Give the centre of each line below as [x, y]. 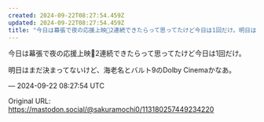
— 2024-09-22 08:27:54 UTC [56, 86]
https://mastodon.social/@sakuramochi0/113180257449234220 [111, 109]
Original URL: [29, 101]
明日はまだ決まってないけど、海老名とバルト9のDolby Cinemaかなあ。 [122, 70]
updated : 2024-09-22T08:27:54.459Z [66, 23]
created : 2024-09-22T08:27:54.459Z [66, 15]
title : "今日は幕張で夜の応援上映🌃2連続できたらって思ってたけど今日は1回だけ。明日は [132, 30]
